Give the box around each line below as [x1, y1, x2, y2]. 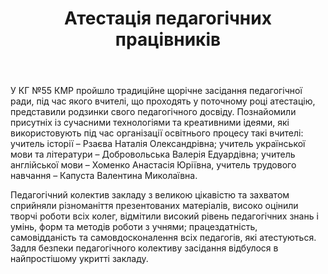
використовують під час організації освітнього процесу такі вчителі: [10, 127, 304, 139]
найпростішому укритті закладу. [10, 253, 149, 265]
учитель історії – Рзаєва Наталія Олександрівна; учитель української [10, 138, 306, 150]
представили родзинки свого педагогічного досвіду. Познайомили [10, 106, 297, 118]
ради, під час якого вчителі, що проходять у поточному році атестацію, [10, 95, 316, 107]
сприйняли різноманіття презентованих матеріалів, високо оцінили [10, 200, 299, 212]
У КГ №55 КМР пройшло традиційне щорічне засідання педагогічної [10, 85, 303, 97]
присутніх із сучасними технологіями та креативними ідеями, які [10, 117, 290, 129]
